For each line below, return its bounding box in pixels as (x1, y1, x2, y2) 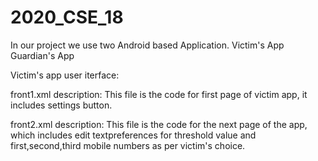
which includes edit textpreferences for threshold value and (10, 129, 257, 141)
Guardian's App (10, 49, 75, 61)
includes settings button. (10, 99, 113, 111)
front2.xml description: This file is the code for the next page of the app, (10, 118, 308, 130)
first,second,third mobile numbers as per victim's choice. (10, 139, 246, 151)
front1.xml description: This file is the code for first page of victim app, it (10, 88, 308, 100)
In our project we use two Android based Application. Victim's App (10, 39, 285, 51)
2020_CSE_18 (10, 6, 124, 29)
